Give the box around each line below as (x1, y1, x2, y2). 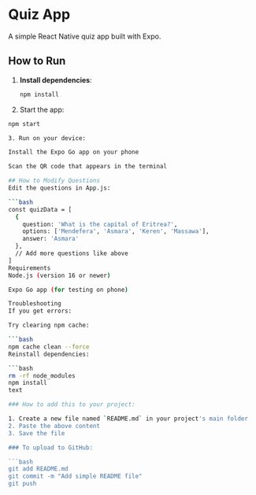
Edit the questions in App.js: (8, 184, 111, 192)
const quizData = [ (8, 205, 72, 213)
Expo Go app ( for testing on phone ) (8, 286, 128, 294)
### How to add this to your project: (8, 401, 135, 408)
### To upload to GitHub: (8, 443, 93, 452)
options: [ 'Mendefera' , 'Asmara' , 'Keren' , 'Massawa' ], (22, 227, 210, 235)
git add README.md (8, 465, 69, 473)
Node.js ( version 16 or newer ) (8, 272, 111, 279)
